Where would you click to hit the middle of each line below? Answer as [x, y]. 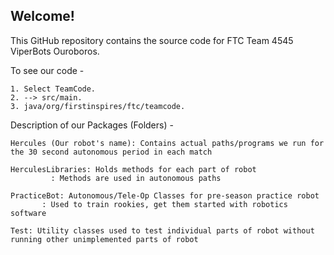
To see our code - [47, 70]
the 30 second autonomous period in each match [111, 152]
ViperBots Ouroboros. [55, 51]
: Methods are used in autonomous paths [136, 178]
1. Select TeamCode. [53, 89]
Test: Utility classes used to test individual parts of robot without [162, 230]
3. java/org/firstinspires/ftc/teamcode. [98, 106]
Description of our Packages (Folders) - [92, 125]
